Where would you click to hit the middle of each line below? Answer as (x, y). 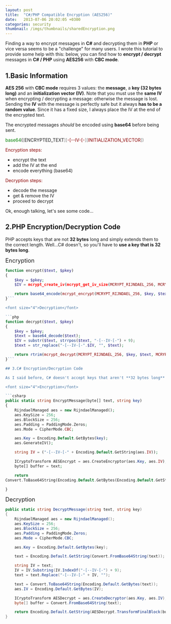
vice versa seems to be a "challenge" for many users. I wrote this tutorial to (84, 49)
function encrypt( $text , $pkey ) (39, 270)
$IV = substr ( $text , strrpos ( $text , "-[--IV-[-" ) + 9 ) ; (75, 341)
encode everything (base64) (42, 171)
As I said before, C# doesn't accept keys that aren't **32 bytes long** (85, 378)
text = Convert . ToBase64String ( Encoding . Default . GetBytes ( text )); (86, 584)
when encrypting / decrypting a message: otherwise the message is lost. (82, 98)
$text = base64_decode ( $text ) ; (48, 336)
